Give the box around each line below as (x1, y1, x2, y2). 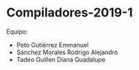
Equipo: (6, 27, 28, 36)
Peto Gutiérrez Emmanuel (16, 40, 89, 49)
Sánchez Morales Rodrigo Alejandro (16, 48, 118, 56)
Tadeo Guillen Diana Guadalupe (16, 55, 105, 63)
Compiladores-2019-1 (6, 5, 133, 21)
